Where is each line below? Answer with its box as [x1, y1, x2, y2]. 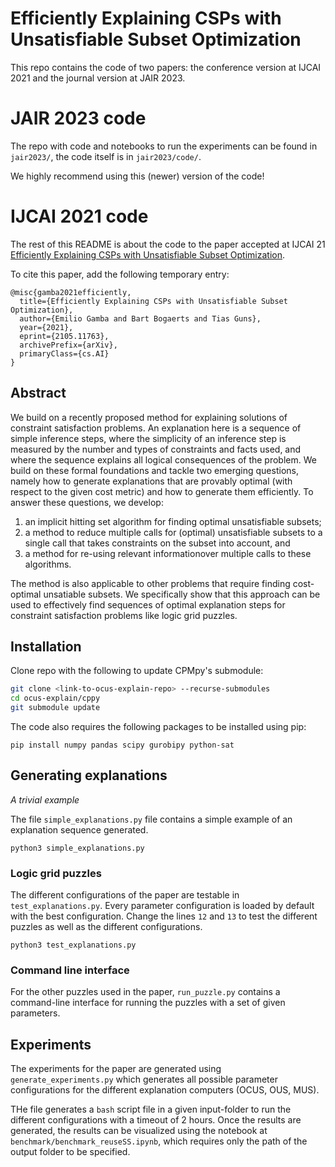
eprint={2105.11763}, [19, 331, 110, 341]
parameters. [10, 1007, 61, 1019]
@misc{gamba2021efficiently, [10, 287, 132, 297]
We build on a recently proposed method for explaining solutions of [10, 411, 288, 423]
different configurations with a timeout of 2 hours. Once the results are [10, 1114, 302, 1126]
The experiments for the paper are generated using [10, 1063, 222, 1075]
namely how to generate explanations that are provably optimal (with [10, 475, 293, 487]
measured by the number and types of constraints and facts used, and [10, 443, 302, 455]
